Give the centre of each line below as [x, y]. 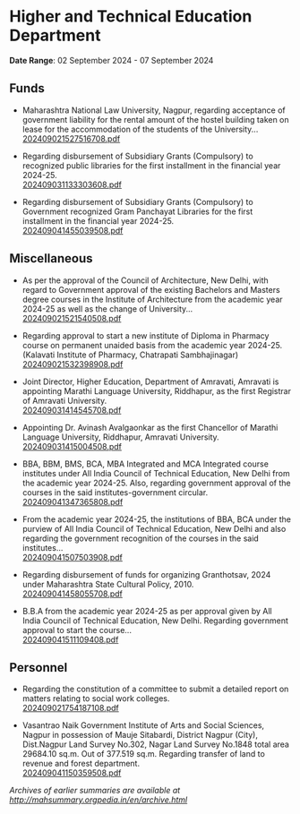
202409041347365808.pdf [73, 501]
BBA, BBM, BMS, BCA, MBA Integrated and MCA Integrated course [145, 464]
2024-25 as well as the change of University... [107, 308]
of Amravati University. [64, 400]
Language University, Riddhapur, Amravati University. [120, 437]
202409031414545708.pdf [72, 410]
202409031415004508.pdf [72, 446]
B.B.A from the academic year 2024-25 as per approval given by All [147, 611]
